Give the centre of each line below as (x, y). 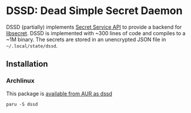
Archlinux (21, 81)
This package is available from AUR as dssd (59, 93)
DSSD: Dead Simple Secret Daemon (94, 11)
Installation (27, 64)
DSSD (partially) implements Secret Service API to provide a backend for (94, 27)
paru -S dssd (22, 104)
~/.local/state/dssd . (32, 46)
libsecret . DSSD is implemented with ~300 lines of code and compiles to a (96, 33)
